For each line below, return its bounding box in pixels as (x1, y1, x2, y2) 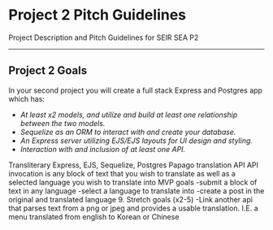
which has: (8, 93, 45, 103)
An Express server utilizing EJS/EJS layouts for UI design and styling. (19, 136, 253, 145)
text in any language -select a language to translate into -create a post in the (8, 185, 265, 196)
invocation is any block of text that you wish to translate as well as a (8, 168, 236, 178)
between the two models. (19, 118, 106, 128)
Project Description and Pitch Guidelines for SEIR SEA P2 (8, 33, 199, 42)
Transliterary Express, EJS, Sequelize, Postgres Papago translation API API (8, 160, 258, 170)
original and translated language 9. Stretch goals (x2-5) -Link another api (8, 194, 253, 204)
